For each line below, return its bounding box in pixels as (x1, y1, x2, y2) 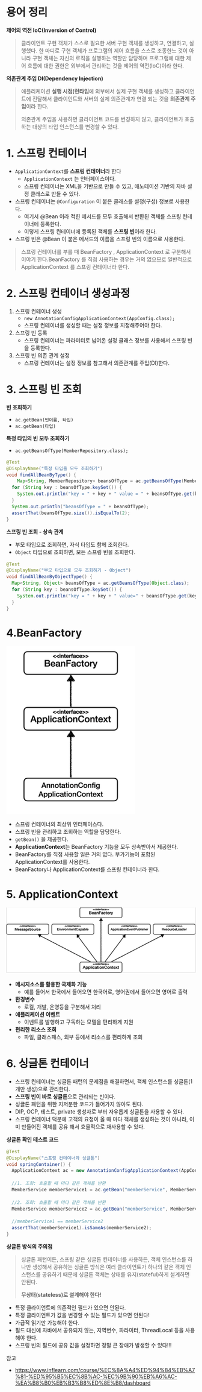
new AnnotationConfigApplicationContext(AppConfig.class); (23, 315, 176, 321)
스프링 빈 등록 (14, 329, 47, 336)
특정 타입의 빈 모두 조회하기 (6, 435, 70, 442)
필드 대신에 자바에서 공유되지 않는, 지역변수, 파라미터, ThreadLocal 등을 (14, 1327, 185, 1334)
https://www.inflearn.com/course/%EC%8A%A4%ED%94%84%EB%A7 (14, 1367, 195, 1374)
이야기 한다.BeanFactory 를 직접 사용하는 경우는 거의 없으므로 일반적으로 (20, 256, 192, 263)
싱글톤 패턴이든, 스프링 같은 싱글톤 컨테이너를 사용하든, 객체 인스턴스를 (20, 1256, 186, 1263)
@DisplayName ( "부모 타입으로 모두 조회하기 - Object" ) (6, 567, 131, 573)
